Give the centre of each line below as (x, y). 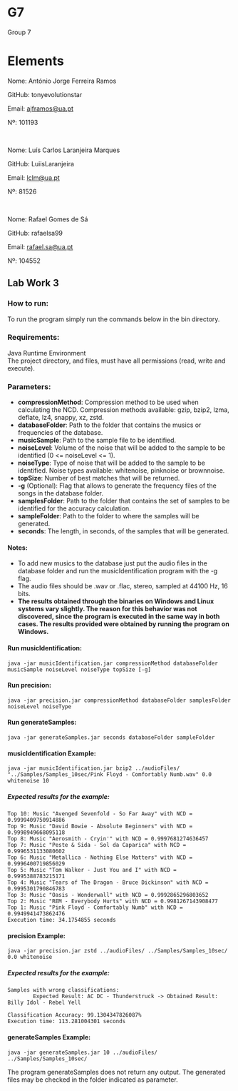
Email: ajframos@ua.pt (40, 109)
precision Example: (36, 935)
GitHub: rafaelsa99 (35, 233)
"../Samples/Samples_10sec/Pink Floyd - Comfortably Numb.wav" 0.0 (110, 775)
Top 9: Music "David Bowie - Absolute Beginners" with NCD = (100, 826)
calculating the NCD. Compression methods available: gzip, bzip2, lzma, (123, 410)
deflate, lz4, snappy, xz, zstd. (61, 418)
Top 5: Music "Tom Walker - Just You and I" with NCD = (92, 870)
